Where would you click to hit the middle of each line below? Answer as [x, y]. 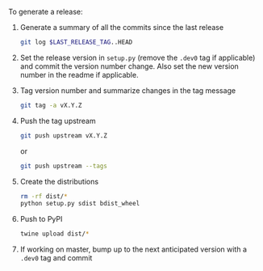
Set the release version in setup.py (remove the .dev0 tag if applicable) [138, 57]
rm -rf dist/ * [44, 196]
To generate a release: [46, 12]
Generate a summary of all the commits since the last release [122, 27]
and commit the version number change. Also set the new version [129, 66]
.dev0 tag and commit [56, 258]
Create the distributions [59, 181]
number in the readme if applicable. [79, 74]
